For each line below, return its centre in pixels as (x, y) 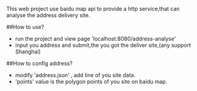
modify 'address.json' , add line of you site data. (75, 75)
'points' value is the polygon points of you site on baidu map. (91, 82)
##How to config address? (39, 63)
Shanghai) (28, 52)
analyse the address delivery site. (48, 15)
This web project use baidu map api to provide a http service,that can (93, 9)
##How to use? (25, 27)
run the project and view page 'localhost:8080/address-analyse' (95, 39)
